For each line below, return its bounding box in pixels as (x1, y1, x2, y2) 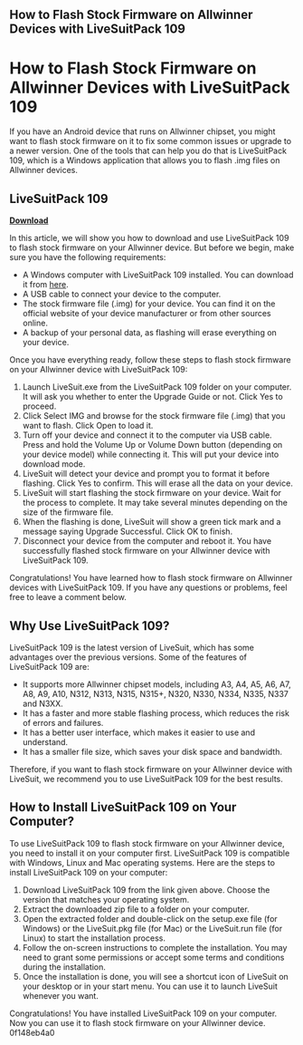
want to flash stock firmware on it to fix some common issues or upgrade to (9, 136, 292, 147)
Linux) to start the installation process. (22, 933, 166, 943)
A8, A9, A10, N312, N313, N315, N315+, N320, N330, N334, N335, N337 (22, 688, 289, 699)
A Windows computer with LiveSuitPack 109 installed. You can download (22, 269, 294, 280)
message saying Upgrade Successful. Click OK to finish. (22, 526, 233, 537)
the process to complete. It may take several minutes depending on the (22, 498, 288, 508)
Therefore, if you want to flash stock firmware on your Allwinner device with (9, 763, 293, 774)
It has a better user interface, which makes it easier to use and (22, 727, 256, 738)
